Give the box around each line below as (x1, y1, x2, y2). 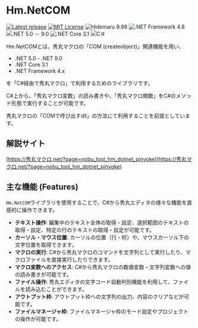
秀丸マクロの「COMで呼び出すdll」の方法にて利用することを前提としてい (6, 112, 186, 119)
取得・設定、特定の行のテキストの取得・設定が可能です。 (14, 226, 155, 233)
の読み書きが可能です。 (14, 270, 72, 278)
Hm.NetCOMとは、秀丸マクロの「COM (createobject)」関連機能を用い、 (6, 43, 185, 50)
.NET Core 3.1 (14, 60, 49, 68)
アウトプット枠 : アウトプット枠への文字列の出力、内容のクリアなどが (14, 293, 184, 300)
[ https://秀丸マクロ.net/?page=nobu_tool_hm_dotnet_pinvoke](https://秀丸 (6, 155, 187, 163)
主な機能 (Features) (6, 182, 79, 192)
